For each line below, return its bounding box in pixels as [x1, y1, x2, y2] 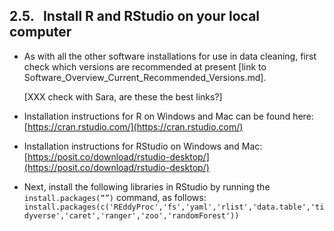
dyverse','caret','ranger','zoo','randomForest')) [23, 210, 240, 221]
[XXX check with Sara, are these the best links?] [23, 90, 223, 103]
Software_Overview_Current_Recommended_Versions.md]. [23, 71, 267, 83]
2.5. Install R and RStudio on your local [9, 8, 261, 25]
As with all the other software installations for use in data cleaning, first [23, 50, 317, 62]
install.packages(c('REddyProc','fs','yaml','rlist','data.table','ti [23, 202, 325, 212]
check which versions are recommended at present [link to [23, 60, 267, 73]
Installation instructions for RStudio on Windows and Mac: [23, 140, 263, 152]
